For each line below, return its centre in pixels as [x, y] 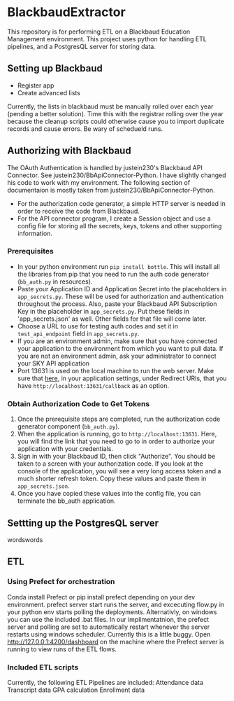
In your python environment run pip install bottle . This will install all [118, 266]
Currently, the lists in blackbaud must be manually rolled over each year [110, 106]
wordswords [25, 539]
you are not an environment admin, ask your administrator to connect [117, 356]
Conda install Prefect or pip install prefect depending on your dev [101, 597]
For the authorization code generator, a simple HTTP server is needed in [121, 203]
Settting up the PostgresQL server [83, 523]
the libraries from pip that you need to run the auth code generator [113, 274]
